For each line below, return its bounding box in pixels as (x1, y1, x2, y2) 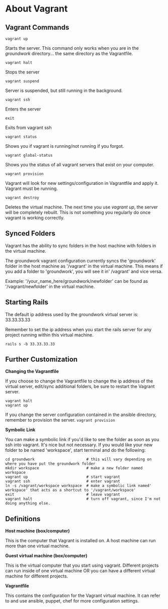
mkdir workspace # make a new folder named (5, 466, 143, 471)
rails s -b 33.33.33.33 (5, 341, 55, 347)
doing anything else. (5, 501, 51, 506)
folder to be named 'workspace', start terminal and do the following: (5, 447, 146, 453)
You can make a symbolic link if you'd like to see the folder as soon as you (5, 437, 159, 443)
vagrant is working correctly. (5, 215, 65, 221)
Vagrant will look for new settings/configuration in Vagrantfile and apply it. (5, 180, 159, 186)
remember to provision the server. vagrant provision (5, 417, 115, 423)
